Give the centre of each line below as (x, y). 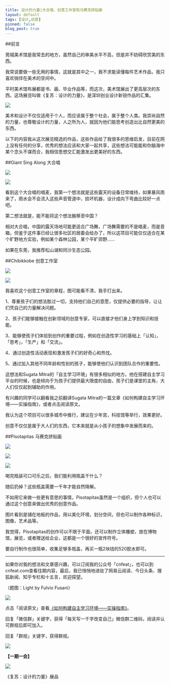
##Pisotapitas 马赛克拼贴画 (34, 436)
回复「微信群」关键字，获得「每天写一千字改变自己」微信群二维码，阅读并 (83, 619)
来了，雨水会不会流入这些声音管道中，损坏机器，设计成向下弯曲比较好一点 (83, 199)
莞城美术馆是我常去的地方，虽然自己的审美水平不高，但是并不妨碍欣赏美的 (83, 55)
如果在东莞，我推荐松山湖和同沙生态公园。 (50, 250)
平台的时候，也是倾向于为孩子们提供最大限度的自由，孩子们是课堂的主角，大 (85, 381)
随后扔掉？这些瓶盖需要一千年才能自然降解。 (52, 487)
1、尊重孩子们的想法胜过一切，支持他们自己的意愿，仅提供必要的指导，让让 (84, 301)
